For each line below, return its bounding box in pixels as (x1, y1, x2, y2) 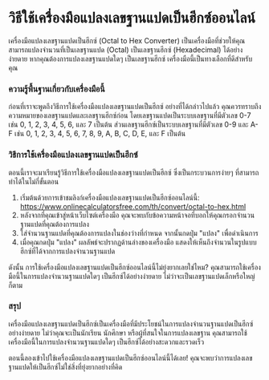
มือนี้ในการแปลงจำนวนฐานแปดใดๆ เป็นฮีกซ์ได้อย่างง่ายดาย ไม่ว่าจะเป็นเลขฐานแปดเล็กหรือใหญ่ (8, 271, 255, 281)
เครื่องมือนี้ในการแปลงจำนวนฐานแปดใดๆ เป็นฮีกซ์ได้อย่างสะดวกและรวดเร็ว (8, 337, 205, 346)
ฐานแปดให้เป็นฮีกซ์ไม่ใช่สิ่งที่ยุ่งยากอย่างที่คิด (8, 362, 123, 371)
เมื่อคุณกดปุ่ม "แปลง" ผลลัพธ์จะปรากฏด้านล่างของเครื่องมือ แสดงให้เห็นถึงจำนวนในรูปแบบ (19, 237, 257, 247)
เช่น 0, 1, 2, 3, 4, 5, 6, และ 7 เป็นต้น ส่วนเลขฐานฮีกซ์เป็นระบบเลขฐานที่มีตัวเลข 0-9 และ (8, 119, 249, 129)
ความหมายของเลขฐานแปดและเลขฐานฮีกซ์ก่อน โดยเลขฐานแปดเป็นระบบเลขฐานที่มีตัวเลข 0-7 (8, 111, 251, 120)
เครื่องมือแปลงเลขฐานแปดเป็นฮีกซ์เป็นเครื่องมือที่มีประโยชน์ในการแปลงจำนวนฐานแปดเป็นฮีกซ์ (8, 318, 254, 329)
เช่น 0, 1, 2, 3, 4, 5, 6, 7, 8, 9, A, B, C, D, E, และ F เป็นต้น (14, 129, 186, 139)
